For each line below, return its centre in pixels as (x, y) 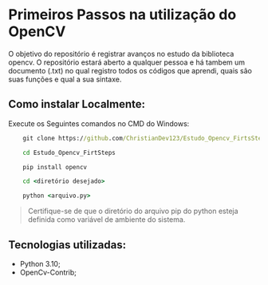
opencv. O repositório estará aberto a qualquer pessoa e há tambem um (127, 62)
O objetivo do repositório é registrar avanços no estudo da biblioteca (121, 53)
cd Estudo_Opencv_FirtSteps (69, 152)
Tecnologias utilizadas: (67, 245)
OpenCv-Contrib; (48, 272)
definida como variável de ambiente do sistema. (106, 220)
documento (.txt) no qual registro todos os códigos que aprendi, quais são (130, 70)
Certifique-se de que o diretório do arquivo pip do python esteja (133, 211)
